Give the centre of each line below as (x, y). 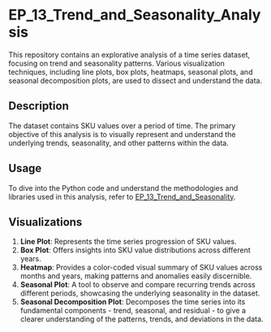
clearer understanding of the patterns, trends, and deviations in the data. (142, 319)
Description (39, 106)
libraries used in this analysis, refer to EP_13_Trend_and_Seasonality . (122, 196)
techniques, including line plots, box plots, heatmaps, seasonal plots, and (131, 71)
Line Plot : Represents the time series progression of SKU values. (128, 242)
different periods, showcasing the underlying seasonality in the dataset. (140, 293)
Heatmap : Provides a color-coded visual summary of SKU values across (141, 267)
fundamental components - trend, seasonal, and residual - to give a (133, 311)
